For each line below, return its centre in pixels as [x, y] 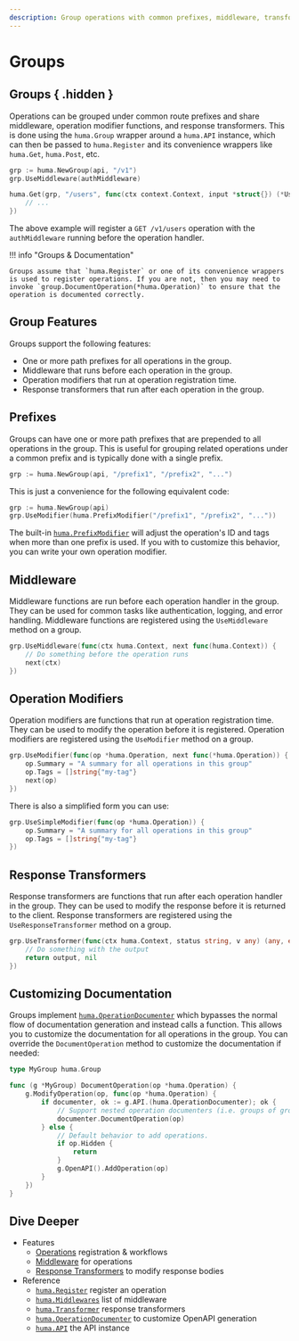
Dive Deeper [44, 1221]
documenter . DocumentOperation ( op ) [121, 1119]
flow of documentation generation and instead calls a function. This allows [146, 1025]
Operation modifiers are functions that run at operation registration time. [141, 720]
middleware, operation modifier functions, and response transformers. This [147, 125]
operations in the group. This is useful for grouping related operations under [149, 448]
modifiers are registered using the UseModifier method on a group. [131, 739]
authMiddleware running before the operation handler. [107, 238]
